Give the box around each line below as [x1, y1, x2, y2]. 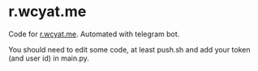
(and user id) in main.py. [8, 53, 89, 63]
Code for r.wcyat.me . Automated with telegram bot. [8, 29, 180, 39]
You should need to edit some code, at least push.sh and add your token [8, 44, 251, 54]
